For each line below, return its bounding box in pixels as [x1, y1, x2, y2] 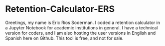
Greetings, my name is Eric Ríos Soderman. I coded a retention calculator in [5, 20, 161, 25]
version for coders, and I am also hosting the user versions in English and [5, 30, 156, 36]
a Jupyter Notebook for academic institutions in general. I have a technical [5, 24, 158, 30]
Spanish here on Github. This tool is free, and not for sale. [5, 35, 124, 41]
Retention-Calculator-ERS [5, 3, 115, 15]
